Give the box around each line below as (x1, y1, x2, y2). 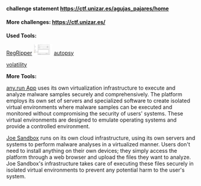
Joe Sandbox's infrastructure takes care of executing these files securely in (6, 160, 194, 167)
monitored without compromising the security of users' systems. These (6, 110, 184, 117)
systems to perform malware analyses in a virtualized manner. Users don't (6, 141, 191, 148)
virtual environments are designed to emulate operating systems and (6, 116, 177, 123)
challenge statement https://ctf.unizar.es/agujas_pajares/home (6, 5, 169, 12)
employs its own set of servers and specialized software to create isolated (6, 97, 191, 105)
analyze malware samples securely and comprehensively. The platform (6, 91, 182, 98)
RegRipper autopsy (6, 49, 74, 57)
